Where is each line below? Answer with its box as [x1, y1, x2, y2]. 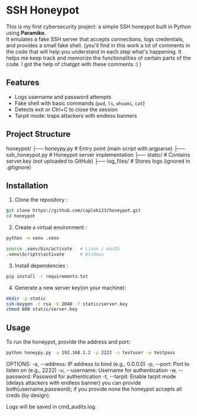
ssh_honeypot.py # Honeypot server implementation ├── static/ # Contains [6, 151, 191, 158]
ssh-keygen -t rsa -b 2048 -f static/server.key [6, 301, 128, 307]
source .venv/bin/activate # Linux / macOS [6, 246, 120, 252]
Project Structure [6, 129, 71, 139]
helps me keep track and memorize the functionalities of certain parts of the [6, 54, 191, 61]
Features [6, 78, 40, 88]
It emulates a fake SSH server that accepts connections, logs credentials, [6, 35, 185, 42]
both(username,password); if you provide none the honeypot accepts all [6, 385, 182, 392]
